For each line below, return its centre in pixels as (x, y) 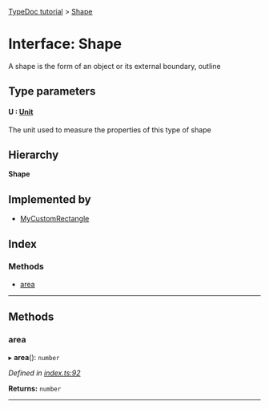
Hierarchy (34, 154)
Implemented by (50, 199)
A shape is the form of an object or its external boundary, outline (115, 66)
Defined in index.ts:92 (44, 373)
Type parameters (52, 91)
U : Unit (21, 111)
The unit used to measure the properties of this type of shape (110, 130)
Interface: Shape (65, 44)
